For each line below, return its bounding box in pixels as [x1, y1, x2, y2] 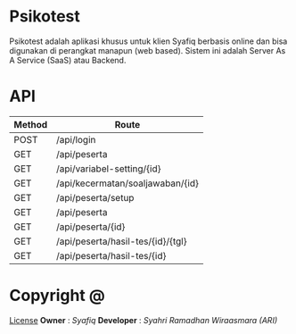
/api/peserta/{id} [56, 221, 126, 233]
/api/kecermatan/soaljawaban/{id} [56, 177, 199, 189]
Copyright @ [9, 286, 105, 305]
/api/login [56, 133, 96, 146]
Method [13, 118, 48, 130]
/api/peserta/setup [56, 191, 135, 204]
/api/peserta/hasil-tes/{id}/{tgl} [56, 235, 187, 247]
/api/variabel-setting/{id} [56, 163, 162, 175]
